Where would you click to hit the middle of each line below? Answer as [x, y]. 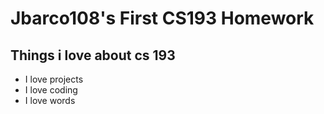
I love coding [51, 90]
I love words [50, 100]
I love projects [54, 79]
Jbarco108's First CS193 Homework [162, 18]
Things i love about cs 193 [93, 55]
